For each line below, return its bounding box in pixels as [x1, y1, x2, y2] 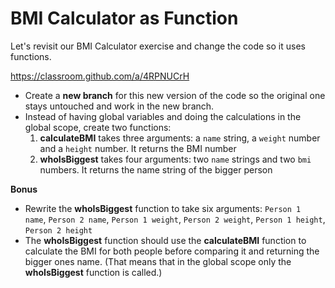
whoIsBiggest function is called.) [24, 266, 163, 278]
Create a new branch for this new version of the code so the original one [24, 89, 326, 101]
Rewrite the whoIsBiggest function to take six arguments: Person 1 [24, 202, 302, 214]
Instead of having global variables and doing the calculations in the [24, 110, 302, 122]
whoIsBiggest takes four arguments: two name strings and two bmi [39, 153, 312, 165]
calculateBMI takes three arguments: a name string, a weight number [39, 132, 321, 144]
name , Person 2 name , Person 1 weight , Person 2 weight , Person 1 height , [24, 213, 326, 225]
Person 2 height [24, 225, 93, 236]
